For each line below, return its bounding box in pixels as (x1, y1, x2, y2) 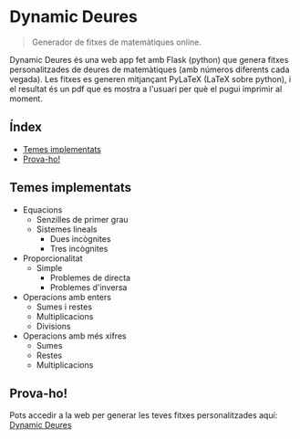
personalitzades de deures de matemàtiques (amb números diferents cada (9, 64, 290, 75)
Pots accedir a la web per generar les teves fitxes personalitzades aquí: (9, 410, 278, 421)
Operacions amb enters (22, 291, 112, 302)
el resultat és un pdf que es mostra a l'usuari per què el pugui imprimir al (9, 83, 283, 94)
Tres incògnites (49, 243, 109, 254)
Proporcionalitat (22, 253, 83, 264)
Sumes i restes (36, 301, 93, 312)
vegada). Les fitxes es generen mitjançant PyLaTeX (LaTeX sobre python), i (9, 73, 292, 84)
